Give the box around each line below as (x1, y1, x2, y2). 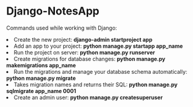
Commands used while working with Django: (6, 24, 118, 31)
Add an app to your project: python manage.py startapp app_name (14, 42, 183, 50)
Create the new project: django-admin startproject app (14, 36, 153, 43)
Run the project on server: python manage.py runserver (14, 48, 156, 56)
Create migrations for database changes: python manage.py (14, 55, 166, 62)
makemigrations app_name (6, 62, 77, 69)
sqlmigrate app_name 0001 (6, 87, 77, 94)
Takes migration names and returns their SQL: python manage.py (14, 80, 178, 88)
